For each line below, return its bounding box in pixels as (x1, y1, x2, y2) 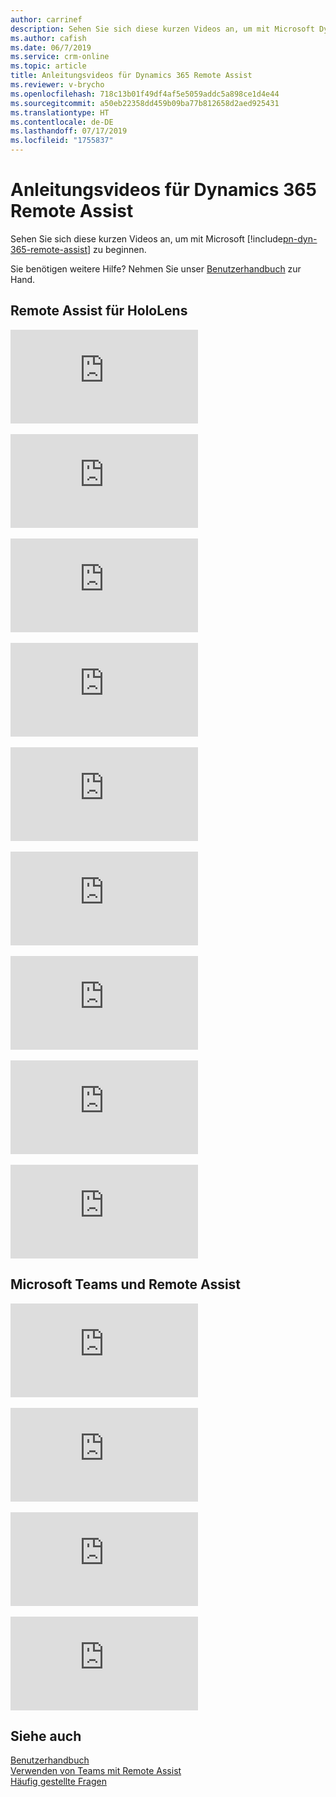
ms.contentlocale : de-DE (10, 117, 114, 127)
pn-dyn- (282, 232, 318, 245)
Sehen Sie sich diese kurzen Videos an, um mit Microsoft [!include (10, 232, 283, 245)
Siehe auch (10, 1727, 82, 1745)
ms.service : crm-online (10, 52, 110, 62)
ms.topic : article (10, 61, 87, 71)
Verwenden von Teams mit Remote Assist (10, 1765, 182, 1777)
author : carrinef (10, 14, 83, 25)
